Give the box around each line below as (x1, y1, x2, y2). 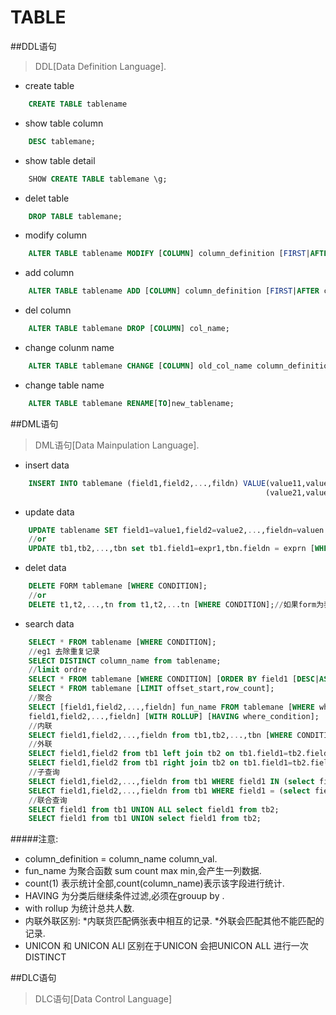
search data (24, 617, 75, 630)
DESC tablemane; (28, 136, 97, 146)
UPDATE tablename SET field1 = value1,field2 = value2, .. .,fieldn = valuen (28, 525, 325, 535)
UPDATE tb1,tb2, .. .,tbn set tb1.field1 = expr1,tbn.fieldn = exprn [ (28, 544, 315, 554)
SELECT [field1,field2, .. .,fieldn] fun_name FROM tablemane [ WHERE (28, 702, 315, 712)
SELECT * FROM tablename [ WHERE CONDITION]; (28, 637, 217, 647)
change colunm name (24, 342, 115, 354)
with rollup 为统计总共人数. (24, 902, 135, 915)
